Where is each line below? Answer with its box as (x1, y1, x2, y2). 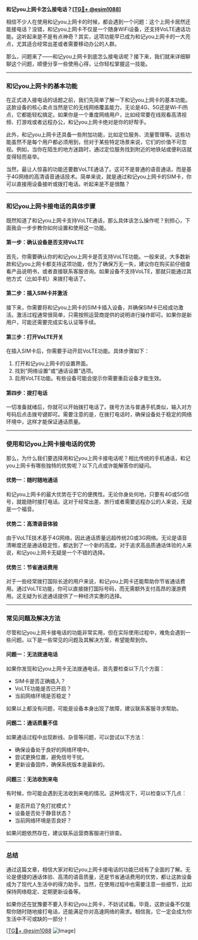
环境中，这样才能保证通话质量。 (6, 418, 84, 425)
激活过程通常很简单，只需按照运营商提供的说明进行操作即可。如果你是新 (16, 311, 192, 318)
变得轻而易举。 (6, 153, 42, 160)
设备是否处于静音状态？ (14, 810, 72, 817)
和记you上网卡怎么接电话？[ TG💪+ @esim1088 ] (6, 6, 121, 12)
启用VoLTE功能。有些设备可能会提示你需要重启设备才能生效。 (14, 374, 165, 382)
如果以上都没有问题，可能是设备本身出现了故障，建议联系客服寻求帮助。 (6, 705, 181, 712)
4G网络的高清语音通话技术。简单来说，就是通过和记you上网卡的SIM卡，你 (11, 173, 192, 180)
